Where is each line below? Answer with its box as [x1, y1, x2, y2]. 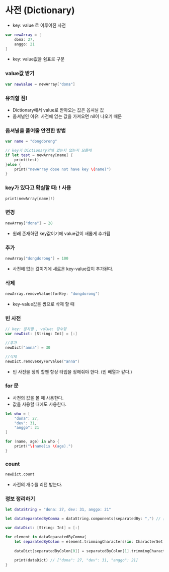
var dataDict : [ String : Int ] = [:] [5, 525, 80, 531]
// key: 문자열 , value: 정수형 [5, 327, 67, 332]
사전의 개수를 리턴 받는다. [12, 482, 63, 488]
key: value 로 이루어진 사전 [12, 22, 66, 28]
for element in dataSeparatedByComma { [5, 534, 87, 539]
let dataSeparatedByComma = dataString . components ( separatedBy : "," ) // [5, 516, 161, 522]
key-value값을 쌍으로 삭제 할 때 [12, 301, 74, 307]
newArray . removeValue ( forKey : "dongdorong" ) [5, 291, 100, 296]
